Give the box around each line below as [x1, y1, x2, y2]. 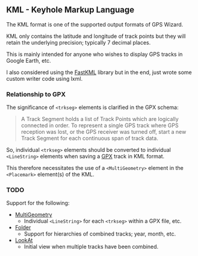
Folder [14, 224, 31, 231]
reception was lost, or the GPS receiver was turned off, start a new [20, 128, 187, 136]
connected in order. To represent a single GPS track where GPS [20, 122, 179, 129]
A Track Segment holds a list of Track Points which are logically [20, 116, 179, 123]
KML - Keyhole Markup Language [6, 5, 135, 15]
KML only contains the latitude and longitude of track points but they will [6, 33, 186, 40]
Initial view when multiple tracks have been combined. [23, 243, 159, 251]
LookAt [14, 237, 33, 244]
